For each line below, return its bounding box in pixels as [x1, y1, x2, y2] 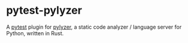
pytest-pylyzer [6, 4, 83, 17]
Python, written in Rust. [6, 29, 64, 36]
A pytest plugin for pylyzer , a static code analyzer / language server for [6, 23, 182, 30]
